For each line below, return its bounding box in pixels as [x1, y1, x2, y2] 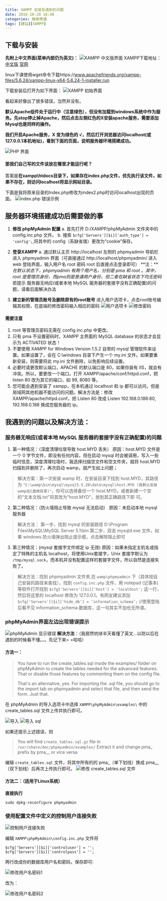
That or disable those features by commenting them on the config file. [17, 671, 161, 677]
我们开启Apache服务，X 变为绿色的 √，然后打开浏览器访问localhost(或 [5, 132, 152, 138]
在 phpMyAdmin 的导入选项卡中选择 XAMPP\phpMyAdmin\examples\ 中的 [5, 702, 148, 708]
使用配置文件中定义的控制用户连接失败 [5, 812, 97, 819]
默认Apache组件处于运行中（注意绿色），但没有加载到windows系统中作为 [5, 109, 157, 115]
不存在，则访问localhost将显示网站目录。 [9, 179, 94, 185]
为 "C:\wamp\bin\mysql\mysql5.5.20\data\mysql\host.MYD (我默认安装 [17, 481, 158, 487]
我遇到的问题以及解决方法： [5, 418, 90, 426]
